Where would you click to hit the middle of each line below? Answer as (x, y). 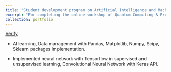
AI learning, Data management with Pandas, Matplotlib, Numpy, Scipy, (86, 44)
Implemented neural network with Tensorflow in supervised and (79, 59)
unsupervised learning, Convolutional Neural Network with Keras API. (85, 64)
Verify (11, 34)
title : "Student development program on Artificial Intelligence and (81, 10)
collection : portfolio (29, 19)
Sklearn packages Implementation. (49, 49)
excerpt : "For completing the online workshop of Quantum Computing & (82, 15)
